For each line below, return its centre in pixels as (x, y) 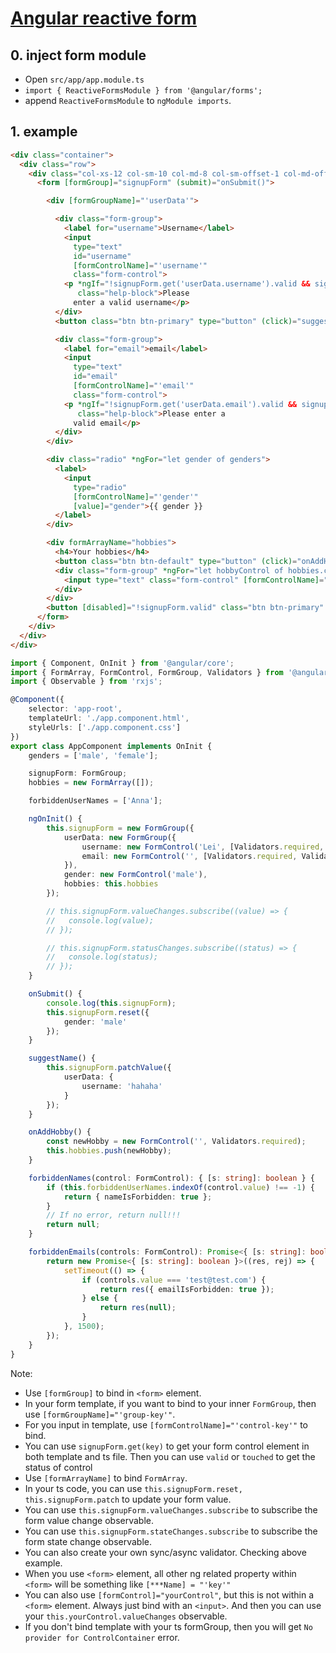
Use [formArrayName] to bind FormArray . (106, 1478)
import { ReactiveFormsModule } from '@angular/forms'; (143, 91)
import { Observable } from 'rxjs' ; (86, 682)
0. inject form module (78, 55)
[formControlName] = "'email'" (134, 386)
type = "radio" (100, 487)
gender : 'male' (95, 1022)
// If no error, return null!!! (114, 1215)
